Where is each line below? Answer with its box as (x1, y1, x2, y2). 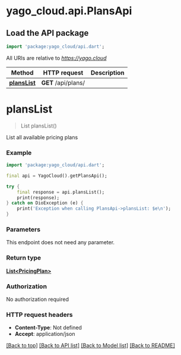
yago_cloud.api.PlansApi (6, 4, 132, 18)
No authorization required (6, 296, 69, 303)
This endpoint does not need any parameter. (6, 239, 115, 246)
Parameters (6, 225, 40, 233)
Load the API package (6, 28, 89, 38)
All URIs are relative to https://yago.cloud (6, 54, 107, 61)
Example (6, 148, 32, 157)
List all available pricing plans (6, 133, 78, 141)
